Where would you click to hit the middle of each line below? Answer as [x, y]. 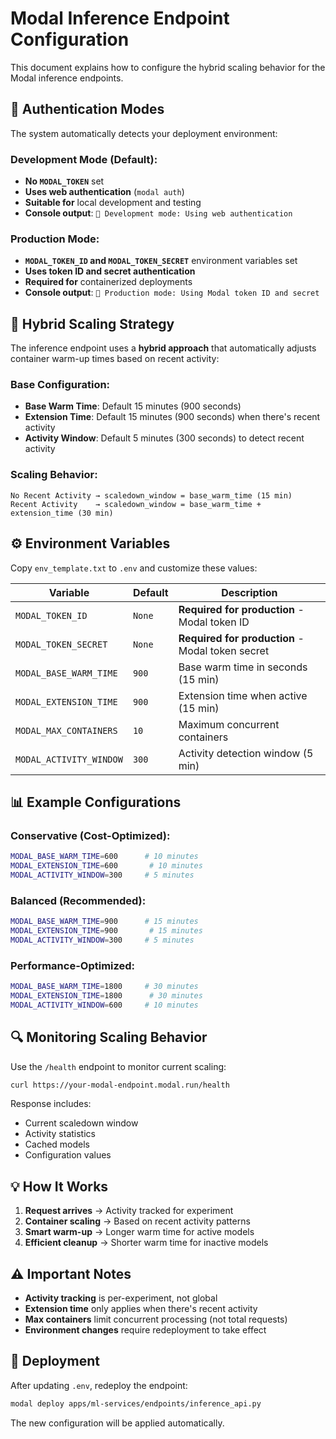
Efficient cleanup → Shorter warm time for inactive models [146, 1243]
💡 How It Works [59, 1186]
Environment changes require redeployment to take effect [145, 1330]
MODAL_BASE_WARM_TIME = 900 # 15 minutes [104, 922]
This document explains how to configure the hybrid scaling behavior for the [168, 67]
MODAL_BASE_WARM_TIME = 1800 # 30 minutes [104, 987]
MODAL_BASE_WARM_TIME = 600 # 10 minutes [104, 857]
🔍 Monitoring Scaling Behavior [109, 1037]
